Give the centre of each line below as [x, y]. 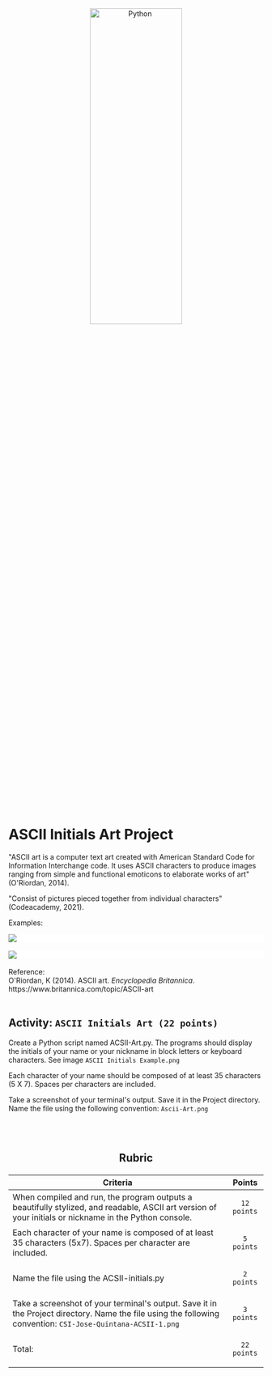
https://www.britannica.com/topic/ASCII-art [81, 989]
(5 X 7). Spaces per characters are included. [82, 1084]
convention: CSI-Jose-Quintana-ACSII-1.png [96, 1324]
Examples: [25, 923]
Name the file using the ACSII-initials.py [88, 1278]
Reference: [27, 971]
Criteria [117, 1183]
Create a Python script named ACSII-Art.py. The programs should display [130, 1043]
